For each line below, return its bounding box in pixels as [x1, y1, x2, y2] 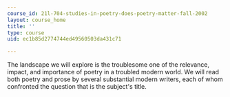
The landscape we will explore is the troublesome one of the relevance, [7, 61, 210, 69]
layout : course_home [7, 17, 67, 23]
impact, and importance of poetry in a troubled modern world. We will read [7, 68, 219, 76]
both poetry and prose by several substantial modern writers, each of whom [7, 75, 223, 83]
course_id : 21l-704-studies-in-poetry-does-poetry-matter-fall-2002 [7, 10, 208, 17]
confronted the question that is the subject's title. [7, 83, 147, 91]
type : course [7, 29, 45, 36]
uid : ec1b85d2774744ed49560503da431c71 [7, 36, 122, 43]
